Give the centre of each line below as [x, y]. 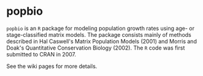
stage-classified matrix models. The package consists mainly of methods [99, 34]
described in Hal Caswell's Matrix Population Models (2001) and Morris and [102, 41]
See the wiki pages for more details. [52, 66]
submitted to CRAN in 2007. [41, 54]
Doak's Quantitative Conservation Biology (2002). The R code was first [96, 48]
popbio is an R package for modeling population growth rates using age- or [101, 28]
